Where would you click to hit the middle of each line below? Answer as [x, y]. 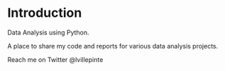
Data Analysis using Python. [49, 32]
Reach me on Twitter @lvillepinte [55, 59]
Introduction [45, 13]
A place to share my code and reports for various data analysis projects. [113, 46]
